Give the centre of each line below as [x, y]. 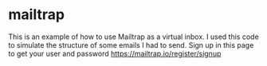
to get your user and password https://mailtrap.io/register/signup [115, 53]
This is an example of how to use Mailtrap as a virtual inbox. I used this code [133, 37]
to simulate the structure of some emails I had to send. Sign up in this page [131, 45]
